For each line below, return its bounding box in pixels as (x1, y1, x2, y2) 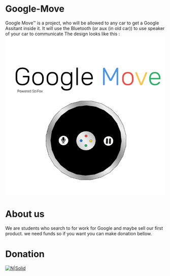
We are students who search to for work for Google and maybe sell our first (5, 225, 163, 231)
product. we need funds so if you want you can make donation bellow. (5, 230, 152, 236)
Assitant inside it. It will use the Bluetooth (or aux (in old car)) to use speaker (5, 25, 165, 31)
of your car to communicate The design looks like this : (5, 30, 120, 37)
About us (5, 208, 45, 220)
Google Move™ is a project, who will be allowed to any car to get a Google (5, 20, 159, 26)
